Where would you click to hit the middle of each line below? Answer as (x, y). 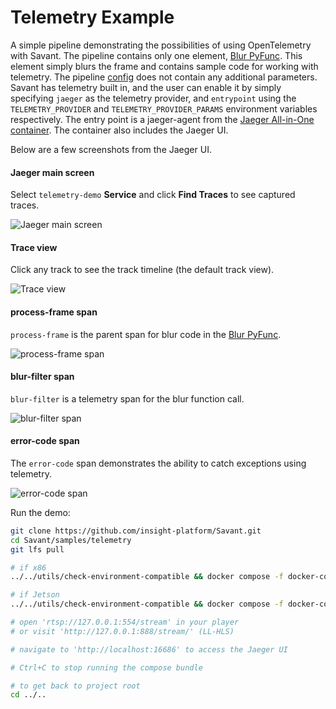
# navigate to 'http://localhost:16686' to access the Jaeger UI (149, 649)
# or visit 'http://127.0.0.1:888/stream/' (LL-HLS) (122, 631)
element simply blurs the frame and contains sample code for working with (164, 66)
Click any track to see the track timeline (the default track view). (142, 270)
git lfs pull (37, 549)
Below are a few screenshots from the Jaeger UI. (111, 149)
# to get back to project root (75, 686)
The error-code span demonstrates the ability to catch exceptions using (158, 463)
